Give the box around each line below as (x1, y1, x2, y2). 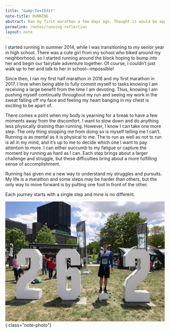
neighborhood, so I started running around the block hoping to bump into (5, 55, 158, 61)
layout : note (5, 29, 33, 35)
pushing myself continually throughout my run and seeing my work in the (5, 92, 158, 98)
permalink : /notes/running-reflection (5, 24, 87, 29)
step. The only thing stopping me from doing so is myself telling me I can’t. (5, 128, 161, 135)
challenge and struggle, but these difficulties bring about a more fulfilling (5, 155, 157, 162)
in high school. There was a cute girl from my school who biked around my (5, 50, 161, 56)
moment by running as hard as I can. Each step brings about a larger (5, 150, 148, 156)
